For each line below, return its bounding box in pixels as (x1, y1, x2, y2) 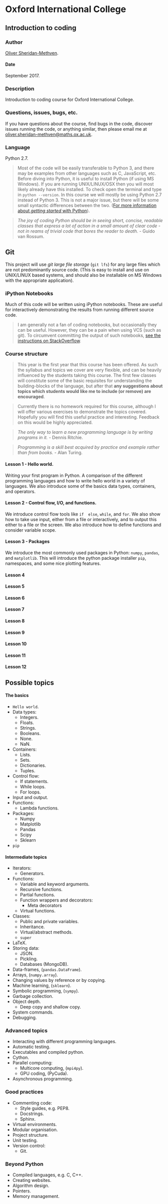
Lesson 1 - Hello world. (5, 461, 54, 467)
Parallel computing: (12, 1060, 53, 1066)
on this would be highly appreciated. (17, 420, 93, 426)
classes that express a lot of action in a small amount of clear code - (17, 223, 161, 229)
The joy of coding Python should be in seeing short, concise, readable (17, 217, 163, 223)
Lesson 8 (5, 618, 25, 624)
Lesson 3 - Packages (5, 539, 50, 545)
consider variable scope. (5, 527, 57, 533)
